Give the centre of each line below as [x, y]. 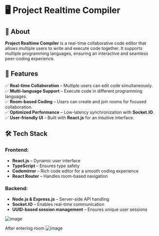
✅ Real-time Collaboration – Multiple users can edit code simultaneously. [79, 85]
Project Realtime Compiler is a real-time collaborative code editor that [76, 43]
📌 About [18, 31]
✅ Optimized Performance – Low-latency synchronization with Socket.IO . [80, 112]
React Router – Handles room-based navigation [60, 176]
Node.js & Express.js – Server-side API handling [61, 199]
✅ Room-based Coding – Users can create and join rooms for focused [76, 101]
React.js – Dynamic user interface [46, 160]
